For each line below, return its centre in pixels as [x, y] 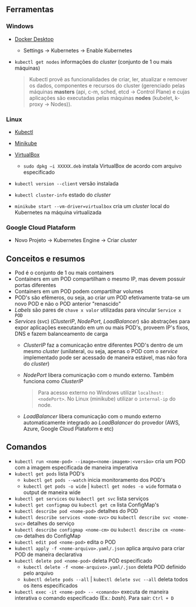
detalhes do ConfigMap [52, 536]
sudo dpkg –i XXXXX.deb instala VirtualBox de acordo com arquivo [102, 165]
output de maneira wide [52, 492]
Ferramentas [30, 10]
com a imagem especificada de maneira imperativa [76, 467]
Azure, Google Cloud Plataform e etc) [68, 429]
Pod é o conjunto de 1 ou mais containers [64, 273]
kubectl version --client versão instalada [66, 183]
